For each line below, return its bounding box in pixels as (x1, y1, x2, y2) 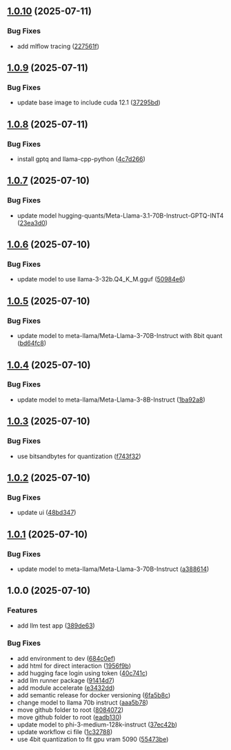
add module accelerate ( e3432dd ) (17, 684, 115, 692)
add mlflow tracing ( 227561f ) (17, 41, 100, 50)
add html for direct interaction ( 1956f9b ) (17, 662, 132, 670)
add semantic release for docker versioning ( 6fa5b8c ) (17, 691, 171, 699)
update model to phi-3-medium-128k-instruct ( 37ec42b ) (17, 720, 178, 729)
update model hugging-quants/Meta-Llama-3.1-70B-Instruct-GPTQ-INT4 (17, 211, 224, 220)
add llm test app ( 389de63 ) (17, 621, 95, 630)
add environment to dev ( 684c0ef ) (17, 654, 116, 662)
